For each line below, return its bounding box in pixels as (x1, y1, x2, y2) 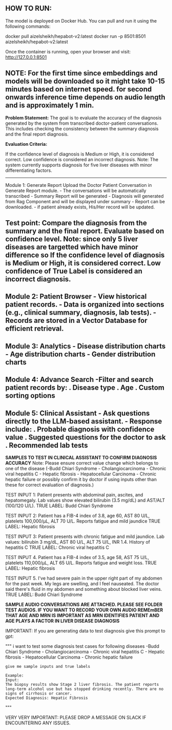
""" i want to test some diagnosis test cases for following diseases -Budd (5, 643, 160, 649)
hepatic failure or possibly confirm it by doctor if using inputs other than (5, 476, 157, 482)
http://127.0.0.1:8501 (5, 54, 47, 60)
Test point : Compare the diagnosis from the (5, 219, 147, 227)
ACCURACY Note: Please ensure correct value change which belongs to (5, 460, 159, 466)
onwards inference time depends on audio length (5, 93, 165, 102)
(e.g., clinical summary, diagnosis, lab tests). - (5, 308, 157, 317)
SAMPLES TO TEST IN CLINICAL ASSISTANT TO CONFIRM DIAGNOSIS (5, 454, 157, 460)
